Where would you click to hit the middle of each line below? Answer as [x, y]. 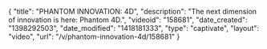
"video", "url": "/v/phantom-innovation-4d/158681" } [94, 36]
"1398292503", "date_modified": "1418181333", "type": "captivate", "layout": [133, 28]
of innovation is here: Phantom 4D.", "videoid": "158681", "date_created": [128, 20]
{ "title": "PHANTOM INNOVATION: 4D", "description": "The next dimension [133, 11]
